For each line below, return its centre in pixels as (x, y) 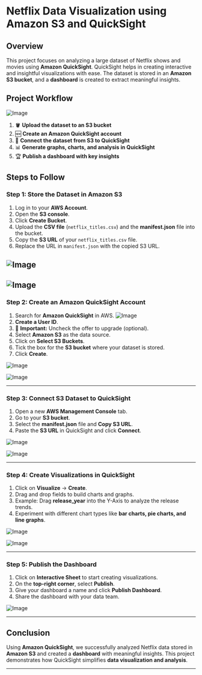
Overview (25, 46)
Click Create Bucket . (41, 220)
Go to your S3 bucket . (42, 417)
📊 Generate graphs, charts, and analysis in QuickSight (85, 147)
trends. (24, 507)
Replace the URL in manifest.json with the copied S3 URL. (87, 246)
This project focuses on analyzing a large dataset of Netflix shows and (93, 60)
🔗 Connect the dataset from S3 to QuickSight (72, 140)
